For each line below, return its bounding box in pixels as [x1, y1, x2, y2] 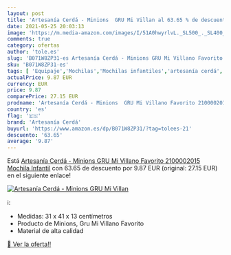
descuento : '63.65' [7, 131, 63, 138]
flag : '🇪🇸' [7, 112, 41, 119]
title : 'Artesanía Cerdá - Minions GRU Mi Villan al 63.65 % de [7, 16, 198, 23]
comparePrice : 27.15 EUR [7, 93, 78, 100]
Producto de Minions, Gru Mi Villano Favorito [16, 219, 144, 228]
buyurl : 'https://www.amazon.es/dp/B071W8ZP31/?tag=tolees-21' [7, 125, 192, 132]
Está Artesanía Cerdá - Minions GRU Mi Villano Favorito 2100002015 [7, 157, 201, 165]
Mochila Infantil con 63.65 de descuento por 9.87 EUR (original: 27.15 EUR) [7, 164, 218, 173]
